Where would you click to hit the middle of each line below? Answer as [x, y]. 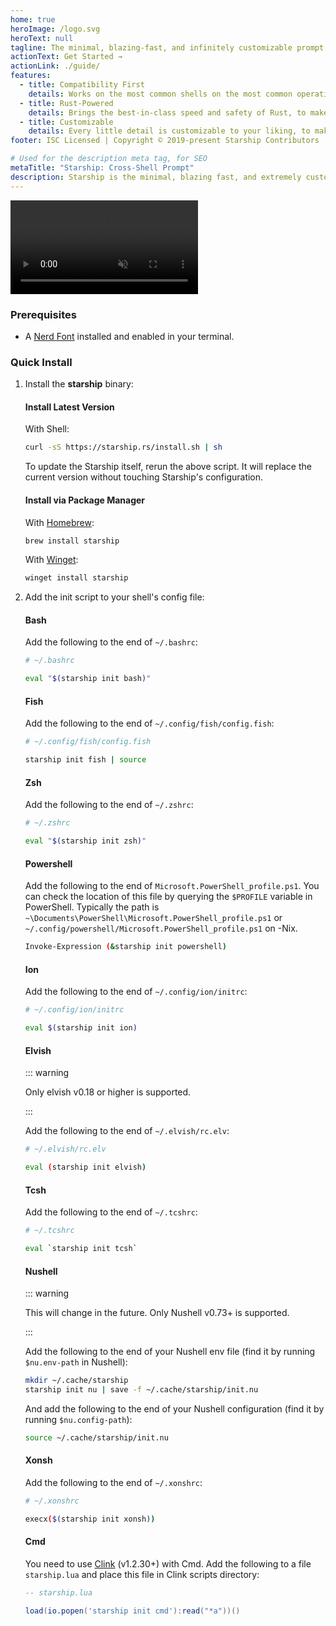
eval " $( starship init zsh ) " [85, 841]
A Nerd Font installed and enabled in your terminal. [129, 336]
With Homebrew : [59, 522]
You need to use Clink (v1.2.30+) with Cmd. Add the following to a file [168, 1564]
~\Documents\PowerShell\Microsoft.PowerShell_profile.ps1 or [153, 918]
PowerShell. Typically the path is [92, 907]
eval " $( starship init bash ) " [88, 679]
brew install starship [72, 541]
